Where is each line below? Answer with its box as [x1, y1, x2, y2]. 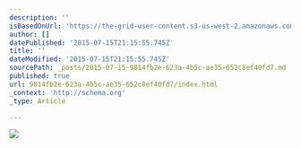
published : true [9, 72, 70, 81]
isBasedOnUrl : [9, 22, 63, 30]
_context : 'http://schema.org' [9, 88, 126, 97]
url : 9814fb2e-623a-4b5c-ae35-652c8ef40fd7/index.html [9, 80, 219, 89]
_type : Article [9, 96, 66, 106]
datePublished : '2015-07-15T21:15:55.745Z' [9, 38, 175, 48]
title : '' [9, 47, 47, 56]
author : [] [9, 30, 50, 39]
